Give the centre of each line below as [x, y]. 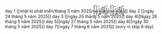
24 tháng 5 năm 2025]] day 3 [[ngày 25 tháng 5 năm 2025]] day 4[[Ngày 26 [81, 16]
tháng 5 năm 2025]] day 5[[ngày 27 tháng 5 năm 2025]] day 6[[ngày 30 [77, 22]
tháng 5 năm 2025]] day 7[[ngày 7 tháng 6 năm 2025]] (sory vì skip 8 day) [79, 27]
